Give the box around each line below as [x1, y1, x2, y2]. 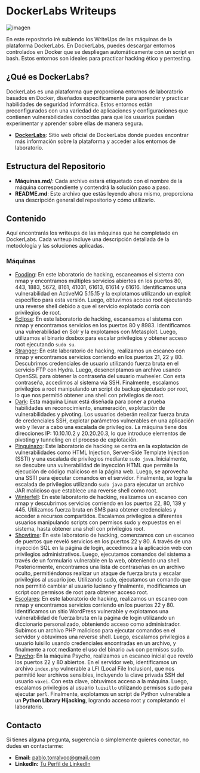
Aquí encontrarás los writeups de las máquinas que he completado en [6, 229, 179, 237]
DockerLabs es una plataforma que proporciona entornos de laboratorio [6, 88, 183, 95]
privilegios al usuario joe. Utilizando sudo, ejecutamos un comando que [14, 576, 191, 583]
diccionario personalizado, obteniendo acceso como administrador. [14, 620, 181, 628]
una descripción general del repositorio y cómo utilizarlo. [14, 196, 155, 203]
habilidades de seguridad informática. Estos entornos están [6, 101, 153, 108]
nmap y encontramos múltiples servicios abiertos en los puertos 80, [14, 277, 183, 284]
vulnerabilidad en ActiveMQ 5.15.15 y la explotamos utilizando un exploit [14, 290, 191, 297]
